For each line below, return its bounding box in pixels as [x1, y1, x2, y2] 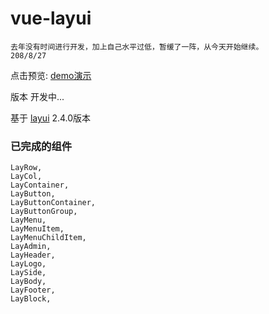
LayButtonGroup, [10, 207, 78, 217]
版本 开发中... [10, 90, 65, 102]
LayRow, [10, 163, 43, 173]
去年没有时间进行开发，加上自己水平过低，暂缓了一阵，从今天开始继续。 [10, 42, 264, 52]
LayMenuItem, [10, 224, 65, 234]
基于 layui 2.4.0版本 [10, 112, 92, 124]
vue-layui [10, 7, 92, 30]
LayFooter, [10, 285, 56, 296]
